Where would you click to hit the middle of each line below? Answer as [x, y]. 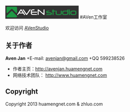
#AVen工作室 [93, 17]
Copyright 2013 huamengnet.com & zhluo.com [54, 104]
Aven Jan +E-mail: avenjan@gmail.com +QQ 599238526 [65, 58]
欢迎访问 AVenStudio [27, 28]
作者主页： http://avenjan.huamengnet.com [58, 69]
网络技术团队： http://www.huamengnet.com [60, 75]
